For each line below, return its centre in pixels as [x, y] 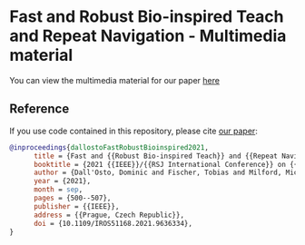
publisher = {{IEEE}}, [76, 206]
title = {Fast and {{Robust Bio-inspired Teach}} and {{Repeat [156, 156]
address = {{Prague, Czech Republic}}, [108, 215]
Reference [39, 109]
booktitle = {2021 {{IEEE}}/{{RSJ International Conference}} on [159, 164]
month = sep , [58, 190]
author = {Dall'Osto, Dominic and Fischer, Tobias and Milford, [157, 173]
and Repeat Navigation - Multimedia [148, 36]
